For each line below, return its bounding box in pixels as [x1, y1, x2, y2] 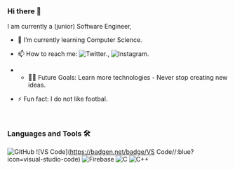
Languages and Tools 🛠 [7, 129, 91, 139]
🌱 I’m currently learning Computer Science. [17, 36, 142, 44]
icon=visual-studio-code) [7, 155, 81, 163]
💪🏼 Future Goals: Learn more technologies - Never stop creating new [27, 73, 228, 82]
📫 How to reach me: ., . [17, 50, 149, 58]
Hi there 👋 [7, 6, 42, 16]
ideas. [27, 80, 46, 90]
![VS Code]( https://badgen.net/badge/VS [36, 147, 156, 156]
